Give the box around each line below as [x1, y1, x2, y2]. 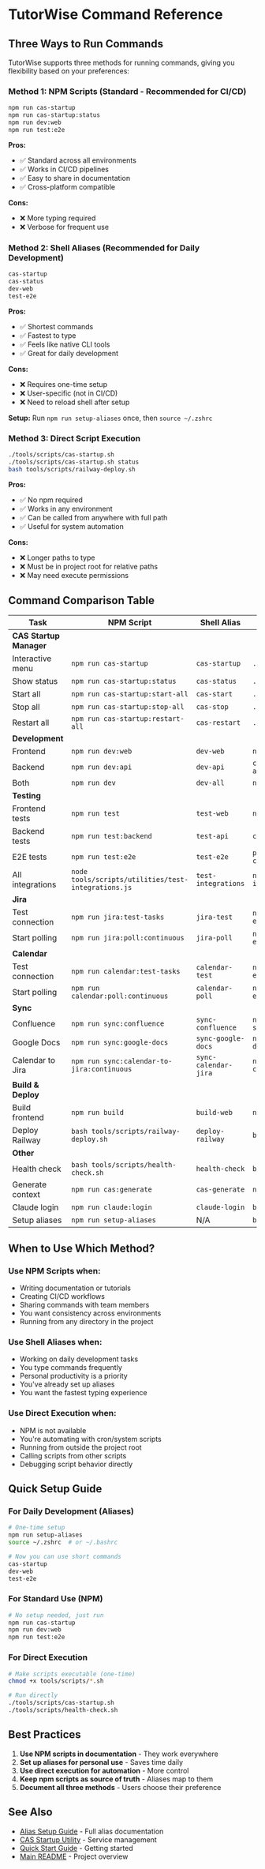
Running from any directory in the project [19, 1317, 154, 1327]
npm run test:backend [70, 831, 152, 841]
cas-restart [196, 719, 241, 727]
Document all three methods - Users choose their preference [19, 1782, 222, 1792]
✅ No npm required [19, 495, 83, 505]
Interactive [12, 653, 52, 664]
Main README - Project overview [19, 1852, 129, 1861]
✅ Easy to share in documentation [19, 173, 131, 182]
